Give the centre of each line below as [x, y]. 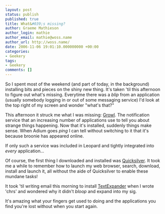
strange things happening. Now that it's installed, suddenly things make [78, 125]
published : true [22, 19]
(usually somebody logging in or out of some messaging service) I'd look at [82, 100]
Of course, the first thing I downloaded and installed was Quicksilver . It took [83, 160]
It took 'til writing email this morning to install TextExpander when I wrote [80, 186]
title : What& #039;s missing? [35, 24]
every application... [25, 151]
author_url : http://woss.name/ [38, 42]
